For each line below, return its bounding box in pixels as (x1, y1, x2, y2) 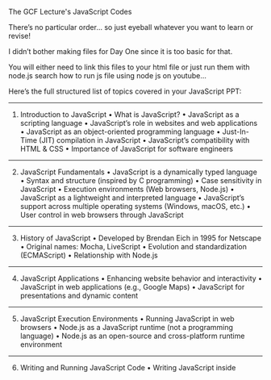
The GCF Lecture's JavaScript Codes (8, 7, 132, 16)
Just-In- (222, 127, 250, 136)
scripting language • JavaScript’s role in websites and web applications (19, 119, 258, 127)
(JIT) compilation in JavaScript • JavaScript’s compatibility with (39, 136, 250, 144)
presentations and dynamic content (19, 290, 139, 300)
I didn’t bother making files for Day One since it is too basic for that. (8, 47, 233, 56)
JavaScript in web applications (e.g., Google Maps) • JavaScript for (19, 282, 245, 291)
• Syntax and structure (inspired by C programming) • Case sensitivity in (19, 176, 262, 185)
